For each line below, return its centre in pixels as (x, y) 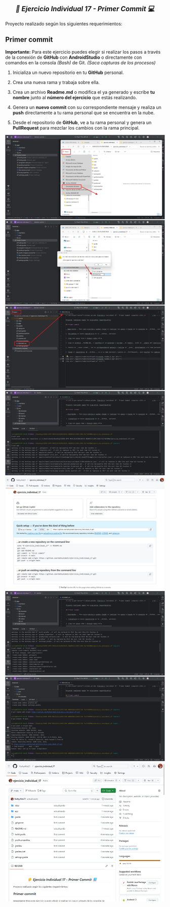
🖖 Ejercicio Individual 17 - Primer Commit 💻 (85, 9)
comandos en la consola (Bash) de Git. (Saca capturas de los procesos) (80, 62)
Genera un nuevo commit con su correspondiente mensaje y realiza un (87, 107)
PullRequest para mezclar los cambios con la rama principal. (76, 128)
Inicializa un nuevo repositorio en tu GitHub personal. (68, 72)
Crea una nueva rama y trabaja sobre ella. (56, 82)
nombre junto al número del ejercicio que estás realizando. (75, 97)
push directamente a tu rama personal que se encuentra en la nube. (83, 112)
